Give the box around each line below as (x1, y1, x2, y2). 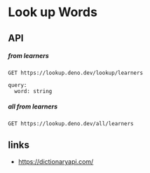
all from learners (8, 102, 58, 111)
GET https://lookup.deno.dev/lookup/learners (8, 69, 143, 76)
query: (8, 81, 27, 88)
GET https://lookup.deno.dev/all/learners (8, 120, 134, 127)
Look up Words (8, 4, 97, 20)
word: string (14, 88, 53, 95)
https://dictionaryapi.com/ (18, 158, 94, 166)
